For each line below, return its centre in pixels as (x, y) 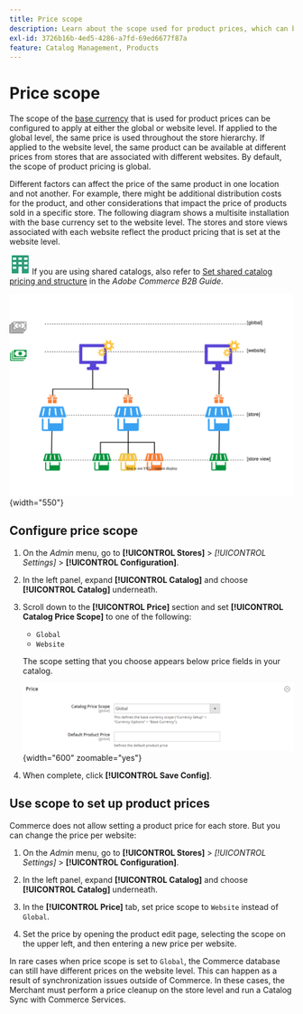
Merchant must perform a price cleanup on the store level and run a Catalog (151, 990)
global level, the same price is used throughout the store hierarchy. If (137, 138)
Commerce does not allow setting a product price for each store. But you (145, 825)
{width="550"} (37, 502)
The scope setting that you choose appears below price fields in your (151, 661)
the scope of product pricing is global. (80, 166)
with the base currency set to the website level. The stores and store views (149, 222)
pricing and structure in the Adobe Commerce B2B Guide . (116, 281)
